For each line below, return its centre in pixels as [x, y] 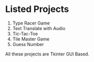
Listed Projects [37, 9]
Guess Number [28, 44]
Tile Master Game [31, 39]
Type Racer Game [31, 23]
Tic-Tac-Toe [25, 33]
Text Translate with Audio [39, 28]
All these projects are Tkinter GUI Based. [47, 54]
